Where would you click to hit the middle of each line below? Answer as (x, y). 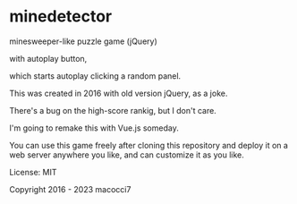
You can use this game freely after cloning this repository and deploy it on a (149, 145)
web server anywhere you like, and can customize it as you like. (127, 155)
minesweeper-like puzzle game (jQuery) (84, 41)
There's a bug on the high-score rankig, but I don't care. (113, 110)
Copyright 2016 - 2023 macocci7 (70, 189)
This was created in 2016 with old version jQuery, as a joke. (119, 93)
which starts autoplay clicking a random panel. (95, 76)
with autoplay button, (48, 58)
